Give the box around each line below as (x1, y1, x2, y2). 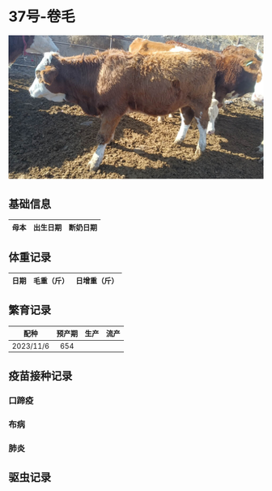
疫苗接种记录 (8, 368, 73, 382)
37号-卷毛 (8, 7, 75, 26)
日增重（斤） (75, 275, 119, 285)
